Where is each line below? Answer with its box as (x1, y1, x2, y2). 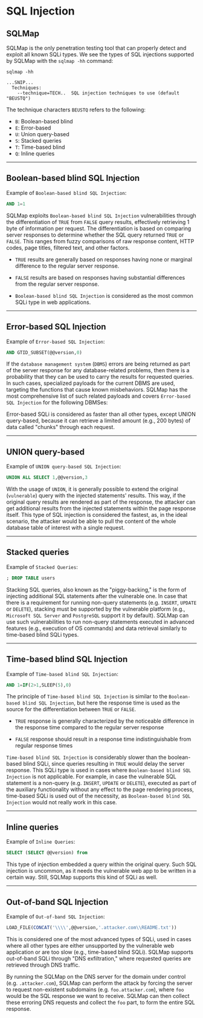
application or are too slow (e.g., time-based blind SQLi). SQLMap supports (6, 948, 194, 956)
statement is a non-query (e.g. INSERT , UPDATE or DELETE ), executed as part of (6, 780, 197, 787)
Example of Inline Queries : (6, 838, 76, 846)
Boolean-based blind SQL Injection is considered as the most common (14, 292, 193, 299)
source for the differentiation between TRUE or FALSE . (6, 706, 137, 713)
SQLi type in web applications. (14, 298, 91, 306)
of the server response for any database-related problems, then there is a (6, 367, 190, 374)
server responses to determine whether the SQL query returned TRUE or (6, 231, 184, 238)
